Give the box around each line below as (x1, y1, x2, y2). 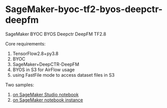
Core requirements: (5, 40, 46, 46)
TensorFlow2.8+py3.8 (12, 50, 59, 57)
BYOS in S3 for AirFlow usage (12, 67, 75, 73)
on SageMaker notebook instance (12, 97, 83, 103)
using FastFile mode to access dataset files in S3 (12, 72, 115, 78)
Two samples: (5, 82, 34, 88)
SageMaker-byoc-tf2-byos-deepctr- (5, 4, 163, 15)
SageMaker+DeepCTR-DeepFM (12, 61, 79, 67)
